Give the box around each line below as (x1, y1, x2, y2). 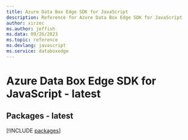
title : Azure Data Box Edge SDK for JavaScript (6, 8, 129, 15)
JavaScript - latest (6, 87, 101, 100)
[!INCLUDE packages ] (6, 127, 61, 134)
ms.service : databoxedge (6, 48, 69, 54)
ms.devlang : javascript (6, 43, 66, 49)
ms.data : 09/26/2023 (6, 31, 59, 37)
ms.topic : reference (6, 37, 59, 43)
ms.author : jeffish (6, 25, 56, 32)
